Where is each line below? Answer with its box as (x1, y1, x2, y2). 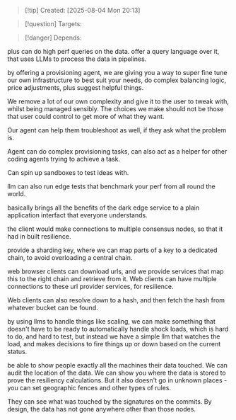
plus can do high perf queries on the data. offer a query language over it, (7, 47, 220, 55)
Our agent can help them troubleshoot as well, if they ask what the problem (7, 126, 227, 134)
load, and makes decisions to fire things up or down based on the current (7, 340, 221, 348)
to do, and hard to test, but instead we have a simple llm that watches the (7, 332, 220, 341)
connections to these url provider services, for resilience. (7, 283, 174, 290)
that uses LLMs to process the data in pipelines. (7, 55, 147, 63)
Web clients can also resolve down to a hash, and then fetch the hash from (7, 296, 225, 304)
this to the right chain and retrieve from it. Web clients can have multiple (7, 275, 217, 283)
